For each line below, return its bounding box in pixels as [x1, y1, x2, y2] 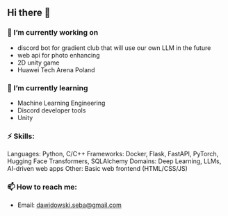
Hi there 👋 [7, 7, 51, 19]
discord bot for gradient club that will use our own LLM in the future [17, 43, 211, 52]
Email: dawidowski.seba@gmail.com [17, 201, 122, 209]
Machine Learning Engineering [17, 99, 106, 107]
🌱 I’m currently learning [7, 83, 88, 92]
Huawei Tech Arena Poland [17, 65, 95, 74]
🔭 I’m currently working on [7, 28, 99, 38]
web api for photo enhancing [17, 51, 100, 59]
